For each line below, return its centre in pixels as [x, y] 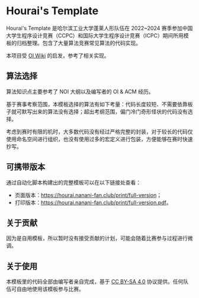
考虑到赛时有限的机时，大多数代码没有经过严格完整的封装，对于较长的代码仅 [99, 131]
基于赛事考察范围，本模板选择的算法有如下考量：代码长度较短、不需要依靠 [97, 104]
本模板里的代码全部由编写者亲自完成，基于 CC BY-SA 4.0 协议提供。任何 [95, 282]
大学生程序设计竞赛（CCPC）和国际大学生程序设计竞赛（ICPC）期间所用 [95, 35]
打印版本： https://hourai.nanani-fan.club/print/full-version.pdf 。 [93, 202]
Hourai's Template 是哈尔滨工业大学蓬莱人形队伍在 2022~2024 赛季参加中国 [99, 28]
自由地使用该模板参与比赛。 [50, 289]
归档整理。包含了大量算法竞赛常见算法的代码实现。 [78, 43]
